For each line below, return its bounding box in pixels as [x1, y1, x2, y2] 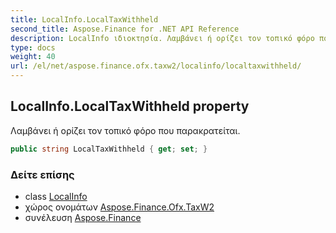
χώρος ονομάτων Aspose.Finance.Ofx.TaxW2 [24, 201, 215, 213]
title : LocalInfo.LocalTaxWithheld [10, 14, 159, 25]
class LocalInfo [24, 190, 88, 202]
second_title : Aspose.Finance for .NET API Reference [10, 24, 240, 34]
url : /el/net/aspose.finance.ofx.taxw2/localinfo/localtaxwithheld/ [10, 61, 302, 71]
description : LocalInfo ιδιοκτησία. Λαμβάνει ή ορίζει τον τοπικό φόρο [10, 33, 315, 43]
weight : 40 [10, 52, 56, 62]
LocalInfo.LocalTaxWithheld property [10, 98, 250, 115]
